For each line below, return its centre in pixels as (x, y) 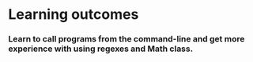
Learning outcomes (74, 15)
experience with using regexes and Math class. (101, 49)
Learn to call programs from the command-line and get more (126, 39)
